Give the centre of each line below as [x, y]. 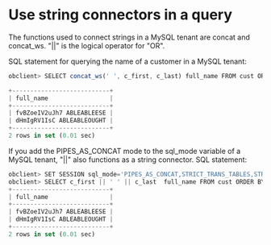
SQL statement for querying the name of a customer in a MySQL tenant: [128, 61]
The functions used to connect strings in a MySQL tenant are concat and [129, 37]
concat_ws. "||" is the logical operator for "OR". [87, 45]
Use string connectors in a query [120, 15]
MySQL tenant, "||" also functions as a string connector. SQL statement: [128, 160]
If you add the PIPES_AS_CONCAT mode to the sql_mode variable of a [125, 151]
